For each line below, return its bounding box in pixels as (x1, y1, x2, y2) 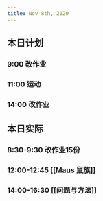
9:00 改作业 (7, 59, 47, 69)
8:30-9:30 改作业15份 (7, 145, 80, 155)
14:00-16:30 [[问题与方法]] (7, 185, 98, 195)
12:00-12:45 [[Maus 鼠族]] (7, 165, 96, 175)
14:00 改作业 (7, 99, 50, 109)
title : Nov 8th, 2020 (7, 10, 69, 17)
